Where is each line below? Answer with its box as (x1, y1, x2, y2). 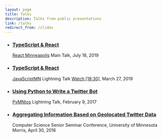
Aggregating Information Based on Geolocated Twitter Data (12, 111, 157, 118)
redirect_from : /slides (5, 25, 54, 30)
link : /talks (5, 20, 32, 26)
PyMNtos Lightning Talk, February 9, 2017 (12, 99, 97, 105)
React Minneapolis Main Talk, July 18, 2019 (12, 52, 99, 59)
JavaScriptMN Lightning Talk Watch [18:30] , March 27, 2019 (12, 76, 133, 81)
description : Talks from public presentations (5, 16, 102, 21)
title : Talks (5, 12, 32, 17)
